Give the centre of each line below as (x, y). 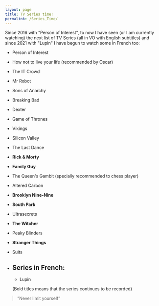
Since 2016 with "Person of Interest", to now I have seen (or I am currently (79, 33)
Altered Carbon (28, 186)
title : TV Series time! (29, 14)
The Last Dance (28, 148)
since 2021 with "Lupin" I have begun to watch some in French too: (73, 43)
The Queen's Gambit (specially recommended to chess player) (75, 176)
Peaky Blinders (27, 233)
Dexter (19, 110)
